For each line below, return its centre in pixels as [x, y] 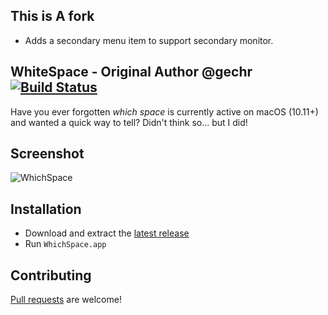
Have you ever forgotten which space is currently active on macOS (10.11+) [164, 111]
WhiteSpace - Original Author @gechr [131, 72]
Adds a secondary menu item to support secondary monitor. [149, 40]
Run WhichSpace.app [65, 244]
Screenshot [47, 154]
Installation [46, 209]
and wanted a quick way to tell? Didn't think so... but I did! [129, 122]
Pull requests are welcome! [66, 300]
